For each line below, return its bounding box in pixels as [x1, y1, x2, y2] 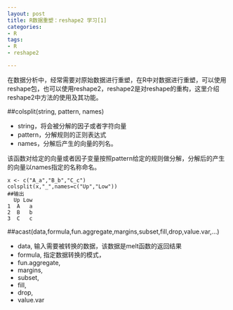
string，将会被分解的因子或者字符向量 [17, 121, 127, 130]
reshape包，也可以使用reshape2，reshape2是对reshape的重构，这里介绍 [7, 84, 220, 93]
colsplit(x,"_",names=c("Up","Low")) [7, 183, 118, 190]
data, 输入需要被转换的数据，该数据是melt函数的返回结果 [17, 241, 182, 250]
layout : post [7, 10, 46, 18]
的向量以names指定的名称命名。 [7, 163, 100, 171]
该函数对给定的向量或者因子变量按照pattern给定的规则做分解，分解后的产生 [7, 154, 225, 162]
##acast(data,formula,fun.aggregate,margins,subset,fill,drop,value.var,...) [7, 227, 220, 236]
